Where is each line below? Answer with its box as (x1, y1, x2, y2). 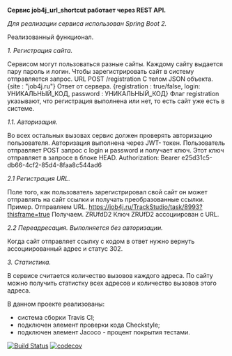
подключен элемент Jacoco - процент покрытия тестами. (17, 328, 190, 336)
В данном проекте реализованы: (7, 300, 105, 308)
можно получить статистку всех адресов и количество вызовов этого (7, 279, 217, 287)
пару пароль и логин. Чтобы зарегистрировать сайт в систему (7, 68, 194, 75)
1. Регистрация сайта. (7, 47, 73, 54)
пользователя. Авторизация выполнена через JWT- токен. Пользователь (7, 139, 225, 147)
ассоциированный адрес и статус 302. (7, 245, 123, 253)
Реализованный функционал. (7, 33, 94, 41)
